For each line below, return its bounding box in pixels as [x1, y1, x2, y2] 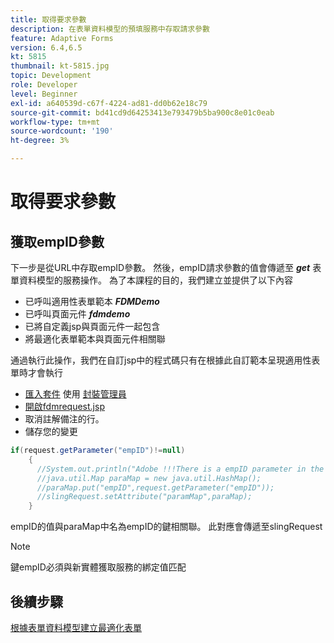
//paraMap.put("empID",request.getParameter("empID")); [36, 482, 275, 493]
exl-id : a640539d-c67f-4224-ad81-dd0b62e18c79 [10, 98, 208, 108]
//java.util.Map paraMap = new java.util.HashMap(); [36, 473, 262, 483]
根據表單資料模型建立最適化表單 [10, 621, 142, 633]
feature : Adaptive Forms [10, 33, 114, 43]
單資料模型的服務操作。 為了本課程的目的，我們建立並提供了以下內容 [10, 274, 293, 286]
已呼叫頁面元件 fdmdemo [24, 308, 131, 320]
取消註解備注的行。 [24, 413, 105, 425]
